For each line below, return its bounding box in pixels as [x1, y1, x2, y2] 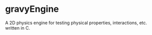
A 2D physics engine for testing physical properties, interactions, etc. [5, 20, 148, 26]
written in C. [5, 25, 30, 31]
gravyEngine [5, 3, 59, 15]
